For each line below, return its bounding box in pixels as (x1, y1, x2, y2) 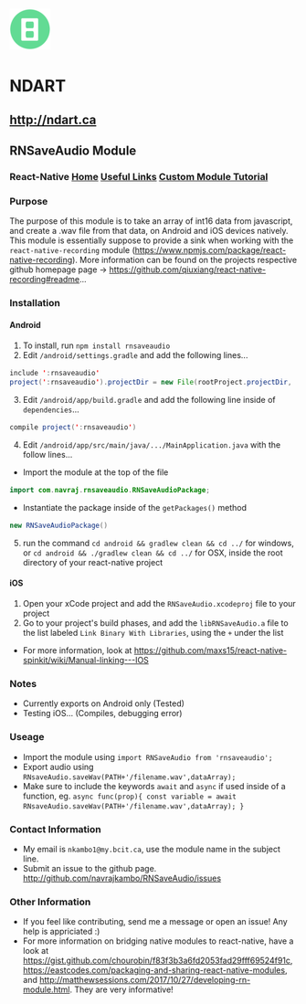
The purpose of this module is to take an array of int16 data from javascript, (9, 216, 293, 227)
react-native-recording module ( (9, 245, 135, 256)
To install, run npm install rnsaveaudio (22, 340, 171, 351)
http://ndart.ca (9, 111, 97, 127)
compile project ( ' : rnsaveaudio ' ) (9, 423, 137, 432)
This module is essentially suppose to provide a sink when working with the (9, 235, 294, 246)
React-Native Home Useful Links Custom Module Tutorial (9, 171, 269, 184)
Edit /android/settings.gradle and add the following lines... (22, 349, 248, 360)
